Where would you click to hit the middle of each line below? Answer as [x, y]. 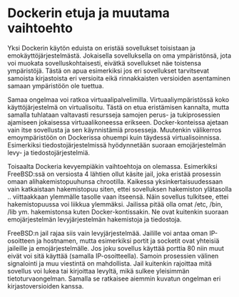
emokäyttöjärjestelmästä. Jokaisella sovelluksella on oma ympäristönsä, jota [119, 56]
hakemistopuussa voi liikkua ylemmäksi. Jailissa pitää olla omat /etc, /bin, [115, 204]
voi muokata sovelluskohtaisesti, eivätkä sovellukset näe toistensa [105, 63]
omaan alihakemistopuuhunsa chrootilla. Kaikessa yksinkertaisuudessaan [115, 181]
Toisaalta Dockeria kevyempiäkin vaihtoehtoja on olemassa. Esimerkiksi [112, 166]
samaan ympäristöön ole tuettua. [56, 85]
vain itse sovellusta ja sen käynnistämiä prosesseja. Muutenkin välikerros [115, 130]
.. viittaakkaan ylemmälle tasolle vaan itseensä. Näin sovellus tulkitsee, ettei [118, 197]
